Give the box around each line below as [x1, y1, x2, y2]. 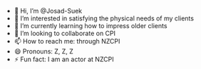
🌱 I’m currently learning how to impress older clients [14, 22, 167, 30]
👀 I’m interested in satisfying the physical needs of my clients [14, 14, 195, 23]
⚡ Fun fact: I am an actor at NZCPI [14, 55, 114, 63]
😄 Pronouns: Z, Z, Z [14, 47, 73, 56]
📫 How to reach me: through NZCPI [14, 37, 120, 45]
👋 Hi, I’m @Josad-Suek [14, 7, 83, 15]
